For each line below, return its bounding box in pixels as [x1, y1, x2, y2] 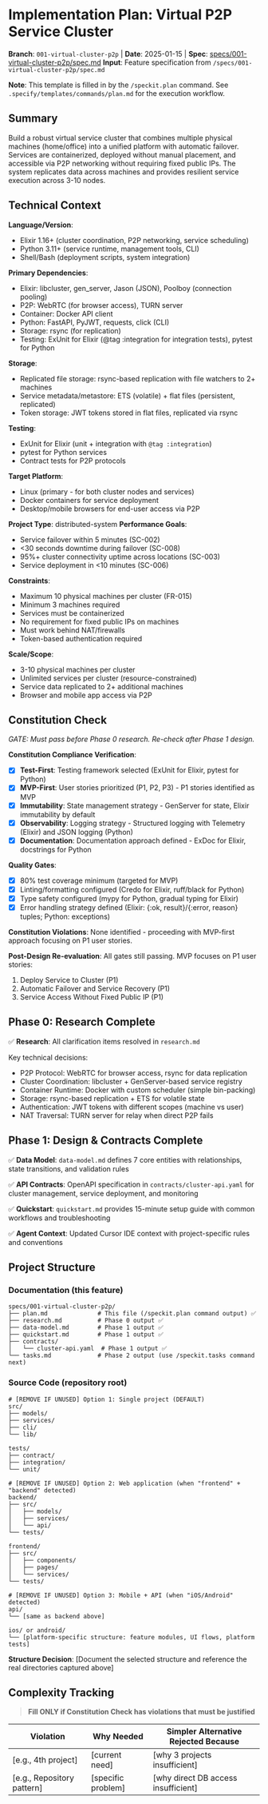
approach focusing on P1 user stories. [8, 936, 133, 945]
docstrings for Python [19, 844, 92, 854]
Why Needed [93, 1731, 144, 1742]
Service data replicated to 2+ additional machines [19, 681, 183, 691]
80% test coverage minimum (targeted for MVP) [19, 876, 179, 885]
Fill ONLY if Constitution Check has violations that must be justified [27, 1707, 255, 1717]
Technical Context [8, 198, 101, 213]
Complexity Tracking [8, 1686, 115, 1699]
